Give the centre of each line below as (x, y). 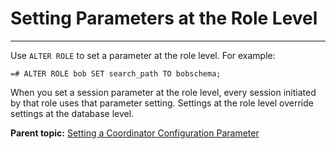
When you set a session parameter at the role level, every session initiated (163, 92)
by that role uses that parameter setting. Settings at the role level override (162, 103)
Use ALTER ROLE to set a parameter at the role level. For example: (143, 55)
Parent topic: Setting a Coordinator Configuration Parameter (135, 133)
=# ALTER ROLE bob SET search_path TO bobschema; (116, 73)
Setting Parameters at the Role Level (164, 18)
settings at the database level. (72, 113)
